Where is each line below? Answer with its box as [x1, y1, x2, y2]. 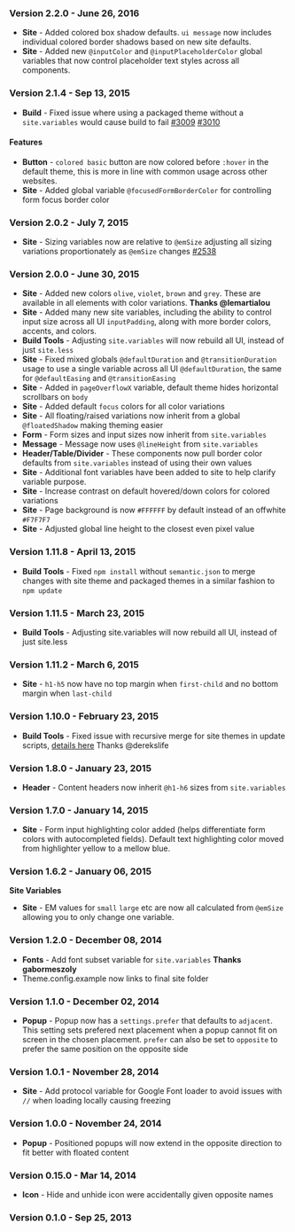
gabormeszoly [21, 963, 77, 974]
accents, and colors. [21, 326, 97, 337]
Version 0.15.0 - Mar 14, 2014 [9, 1169, 137, 1181]
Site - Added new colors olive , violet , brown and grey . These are [21, 288, 261, 299]
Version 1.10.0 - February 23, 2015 [9, 710, 159, 722]
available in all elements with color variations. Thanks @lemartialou [21, 298, 271, 308]
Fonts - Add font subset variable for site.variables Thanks [21, 954, 242, 964]
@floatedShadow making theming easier [21, 420, 164, 431]
